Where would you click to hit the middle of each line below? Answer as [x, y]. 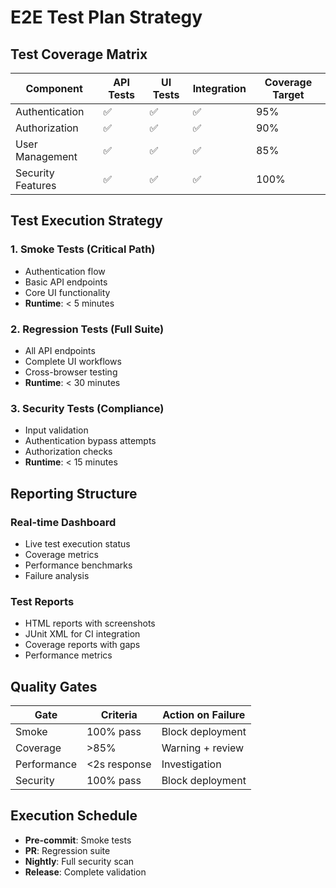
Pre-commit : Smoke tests [78, 840]
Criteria [119, 715]
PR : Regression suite [67, 850]
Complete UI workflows [73, 361]
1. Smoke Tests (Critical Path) [83, 249]
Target [288, 94]
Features [36, 185]
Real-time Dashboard [63, 522]
